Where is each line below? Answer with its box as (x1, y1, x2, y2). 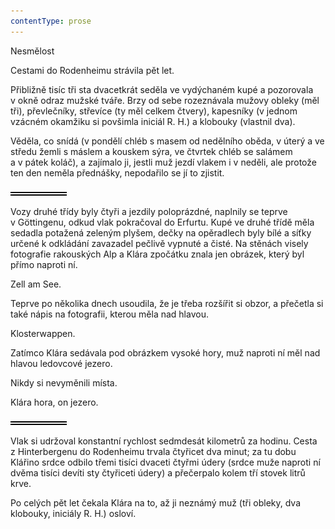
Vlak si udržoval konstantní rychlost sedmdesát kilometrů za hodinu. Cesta (10, 435, 318, 447)
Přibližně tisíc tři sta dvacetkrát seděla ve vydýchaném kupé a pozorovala (10, 83, 314, 95)
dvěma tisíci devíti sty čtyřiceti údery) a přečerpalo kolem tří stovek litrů (10, 466, 306, 479)
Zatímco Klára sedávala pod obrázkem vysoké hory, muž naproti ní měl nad (10, 346, 321, 359)
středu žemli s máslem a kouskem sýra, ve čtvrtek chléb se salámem (10, 145, 293, 157)
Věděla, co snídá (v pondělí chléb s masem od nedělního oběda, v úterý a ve (10, 135, 325, 147)
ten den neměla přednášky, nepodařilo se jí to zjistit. (10, 166, 225, 179)
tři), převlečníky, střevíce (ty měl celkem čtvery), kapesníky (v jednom (10, 105, 298, 117)
